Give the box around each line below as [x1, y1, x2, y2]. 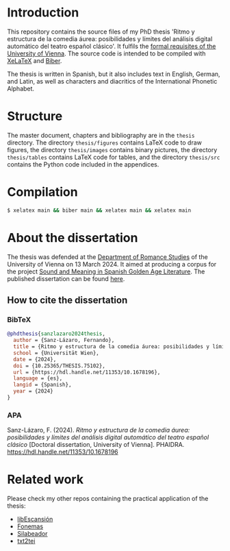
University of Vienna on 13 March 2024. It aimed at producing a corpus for [7, 260, 217, 268]
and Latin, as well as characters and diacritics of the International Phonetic [7, 77, 218, 85]
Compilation [7, 184, 78, 200]
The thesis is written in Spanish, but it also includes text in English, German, [7, 70, 220, 78]
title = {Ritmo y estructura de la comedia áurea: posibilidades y [13, 343, 210, 350]
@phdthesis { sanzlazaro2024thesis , [7, 330, 106, 337]
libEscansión [16, 515, 53, 524]
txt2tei [16, 537, 36, 546]
